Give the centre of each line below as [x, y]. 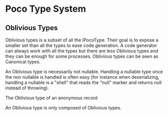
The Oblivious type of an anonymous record [51, 98]
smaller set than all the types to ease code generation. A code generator [81, 45]
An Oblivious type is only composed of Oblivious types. [63, 108]
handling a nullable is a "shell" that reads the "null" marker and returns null [83, 83]
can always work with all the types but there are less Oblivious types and [82, 51]
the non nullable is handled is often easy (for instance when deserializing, [82, 77]
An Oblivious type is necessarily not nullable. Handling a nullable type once [84, 72]
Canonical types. [23, 62]
